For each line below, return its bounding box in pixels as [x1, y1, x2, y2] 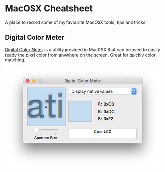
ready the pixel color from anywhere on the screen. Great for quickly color [5, 52, 156, 57]
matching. [5, 57, 26, 63]
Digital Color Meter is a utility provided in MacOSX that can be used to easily [5, 46, 160, 52]
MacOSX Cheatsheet [5, 3, 93, 14]
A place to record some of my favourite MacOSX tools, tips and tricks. [5, 19, 147, 25]
